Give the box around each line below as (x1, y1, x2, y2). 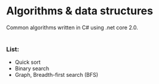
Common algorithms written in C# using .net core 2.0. (6, 24, 139, 31)
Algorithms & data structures (6, 4, 154, 18)
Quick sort (14, 58, 41, 66)
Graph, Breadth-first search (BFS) (14, 71, 99, 79)
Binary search (14, 65, 50, 72)
